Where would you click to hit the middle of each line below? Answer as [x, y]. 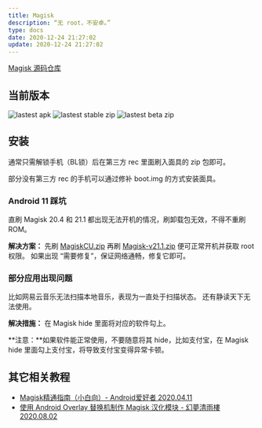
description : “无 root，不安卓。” [60, 23]
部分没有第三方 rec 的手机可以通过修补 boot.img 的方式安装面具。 [114, 179]
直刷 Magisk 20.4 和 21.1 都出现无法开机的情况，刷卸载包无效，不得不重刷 [127, 220]
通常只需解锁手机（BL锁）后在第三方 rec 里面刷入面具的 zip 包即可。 [119, 161]
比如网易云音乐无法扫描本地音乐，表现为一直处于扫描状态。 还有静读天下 [126, 297]
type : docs [26, 30]
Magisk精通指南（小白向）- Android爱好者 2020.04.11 [106, 397]
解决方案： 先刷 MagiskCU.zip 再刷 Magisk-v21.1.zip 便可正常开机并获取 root [131, 246]
